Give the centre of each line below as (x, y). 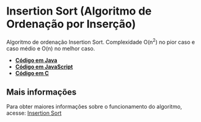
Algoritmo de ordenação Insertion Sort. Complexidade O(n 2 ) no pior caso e (101, 41)
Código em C (32, 73)
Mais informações (42, 92)
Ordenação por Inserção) (71, 24)
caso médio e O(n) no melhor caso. (51, 48)
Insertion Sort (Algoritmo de (79, 11)
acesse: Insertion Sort (34, 113)
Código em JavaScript (44, 66)
